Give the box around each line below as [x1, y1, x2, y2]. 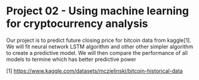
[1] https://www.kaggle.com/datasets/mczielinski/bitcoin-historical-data [6, 67, 183, 74]
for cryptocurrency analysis [6, 17, 148, 30]
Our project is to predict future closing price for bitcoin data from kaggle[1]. [6, 36, 191, 44]
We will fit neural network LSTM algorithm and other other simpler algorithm [6, 43, 193, 50]
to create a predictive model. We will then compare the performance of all [6, 49, 188, 56]
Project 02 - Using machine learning [6, 4, 189, 18]
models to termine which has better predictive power [6, 56, 136, 63]
